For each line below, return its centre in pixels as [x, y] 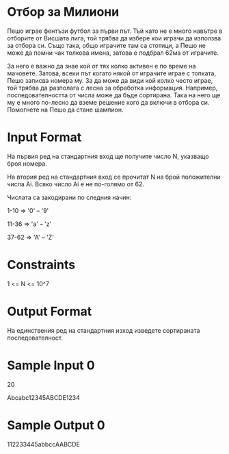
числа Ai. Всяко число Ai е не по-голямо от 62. [76, 184]
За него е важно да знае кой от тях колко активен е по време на [102, 66]
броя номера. [27, 163]
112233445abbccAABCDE [44, 444]
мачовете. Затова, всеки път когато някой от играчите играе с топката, [112, 73]
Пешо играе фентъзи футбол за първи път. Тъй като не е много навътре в [115, 31]
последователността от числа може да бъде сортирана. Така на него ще [114, 95]
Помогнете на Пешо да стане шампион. [65, 110]
